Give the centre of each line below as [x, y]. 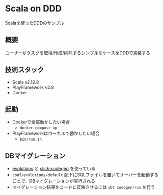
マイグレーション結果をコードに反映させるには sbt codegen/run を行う [84, 187]
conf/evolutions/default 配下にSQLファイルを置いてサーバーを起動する [85, 175]
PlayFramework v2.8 [33, 87]
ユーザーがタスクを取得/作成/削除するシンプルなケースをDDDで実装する [78, 53]
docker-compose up [38, 128]
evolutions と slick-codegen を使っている [54, 169]
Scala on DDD [33, 9]
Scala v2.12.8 [26, 82]
